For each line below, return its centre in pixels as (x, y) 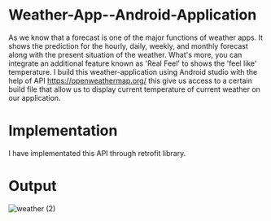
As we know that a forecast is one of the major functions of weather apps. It (135, 37)
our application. (35, 97)
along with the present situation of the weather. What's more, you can (125, 54)
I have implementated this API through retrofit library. (97, 153)
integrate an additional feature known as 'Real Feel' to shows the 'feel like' (133, 63)
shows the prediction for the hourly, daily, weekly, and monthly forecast (128, 45)
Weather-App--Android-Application (133, 15)
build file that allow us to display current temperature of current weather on (134, 89)
